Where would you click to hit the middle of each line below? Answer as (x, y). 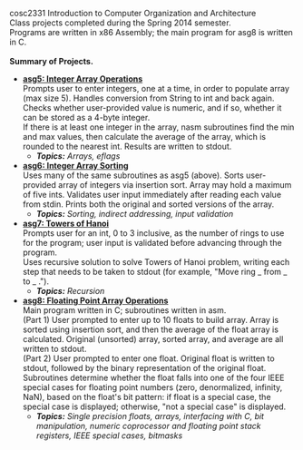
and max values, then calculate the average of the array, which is (144, 137)
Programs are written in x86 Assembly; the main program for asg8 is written (151, 32)
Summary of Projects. (51, 61)
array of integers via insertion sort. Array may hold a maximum (175, 185)
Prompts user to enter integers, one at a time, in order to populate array (156, 88)
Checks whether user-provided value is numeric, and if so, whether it (152, 108)
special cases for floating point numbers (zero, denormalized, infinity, (152, 387)
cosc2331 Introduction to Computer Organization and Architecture (133, 13)
